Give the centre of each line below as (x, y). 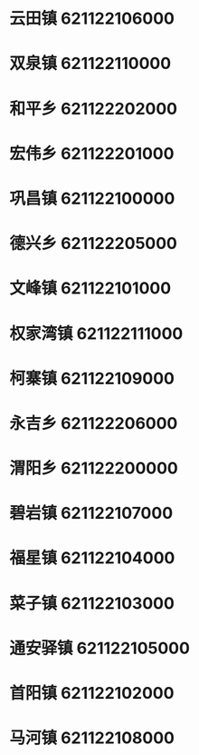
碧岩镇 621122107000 (91, 513)
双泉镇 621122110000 (90, 64)
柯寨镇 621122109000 (92, 378)
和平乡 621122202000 (94, 109)
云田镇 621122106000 (92, 19)
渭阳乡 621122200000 (94, 468)
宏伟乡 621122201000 (92, 153)
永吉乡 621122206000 (94, 423)
